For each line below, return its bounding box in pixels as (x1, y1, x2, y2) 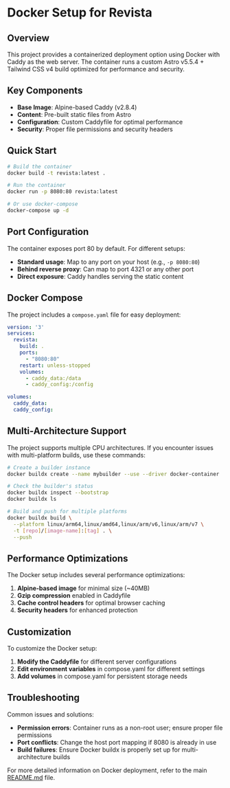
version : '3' (7, 324, 45, 330)
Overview (7, 32, 50, 44)
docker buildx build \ (7, 514, 72, 521)
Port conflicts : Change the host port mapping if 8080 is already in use (16, 738, 217, 746)
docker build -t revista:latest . (7, 170, 106, 177)
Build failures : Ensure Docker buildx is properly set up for (16, 745, 181, 754)
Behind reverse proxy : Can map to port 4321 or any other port (16, 264, 194, 273)
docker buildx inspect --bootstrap (7, 489, 109, 496)
